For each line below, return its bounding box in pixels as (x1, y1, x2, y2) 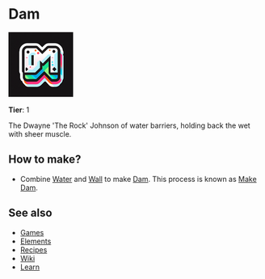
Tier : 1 (8, 104, 30, 114)
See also (8, 206, 53, 220)
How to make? (8, 153, 82, 167)
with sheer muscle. (8, 129, 72, 138)
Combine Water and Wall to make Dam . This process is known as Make (19, 174, 257, 184)
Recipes (19, 244, 48, 255)
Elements (19, 236, 52, 246)
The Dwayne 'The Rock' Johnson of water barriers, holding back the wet (8, 120, 250, 130)
